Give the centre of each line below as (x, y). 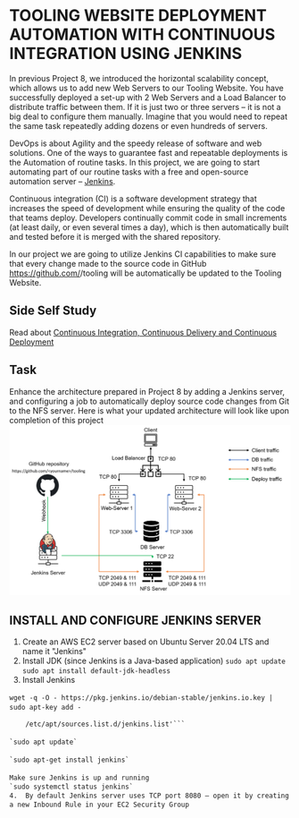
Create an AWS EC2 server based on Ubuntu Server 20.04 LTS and (145, 642)
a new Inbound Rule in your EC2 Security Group (100, 805)
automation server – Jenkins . (62, 181)
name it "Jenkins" (54, 652)
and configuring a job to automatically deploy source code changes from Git (149, 401)
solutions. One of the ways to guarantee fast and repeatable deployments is (149, 152)
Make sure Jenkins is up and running (79, 778)
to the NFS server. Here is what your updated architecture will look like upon (149, 410)
